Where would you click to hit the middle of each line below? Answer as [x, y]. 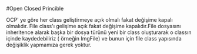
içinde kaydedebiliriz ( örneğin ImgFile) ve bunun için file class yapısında [94, 38]
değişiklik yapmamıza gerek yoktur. [49, 45]
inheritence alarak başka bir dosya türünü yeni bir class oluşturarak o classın [99, 32]
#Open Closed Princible [35, 9]
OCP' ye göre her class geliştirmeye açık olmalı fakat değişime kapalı [89, 20]
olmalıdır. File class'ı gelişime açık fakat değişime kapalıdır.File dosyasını [94, 26]
